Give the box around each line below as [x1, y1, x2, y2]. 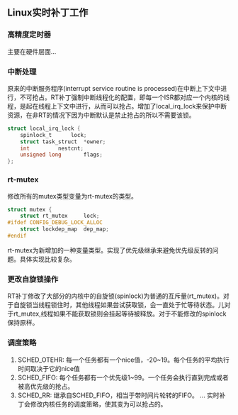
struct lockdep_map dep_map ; [20, 226, 110, 233]
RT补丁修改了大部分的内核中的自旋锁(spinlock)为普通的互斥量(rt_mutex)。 [7, 292, 223, 300]
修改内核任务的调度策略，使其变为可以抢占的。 [30, 399, 167, 408]
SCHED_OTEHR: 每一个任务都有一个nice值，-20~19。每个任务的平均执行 [17, 355, 230, 364]
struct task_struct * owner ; [20, 138, 106, 145]
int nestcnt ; [20, 145, 84, 152]
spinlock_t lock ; [20, 131, 87, 138]
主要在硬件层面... [7, 47, 57, 55]
